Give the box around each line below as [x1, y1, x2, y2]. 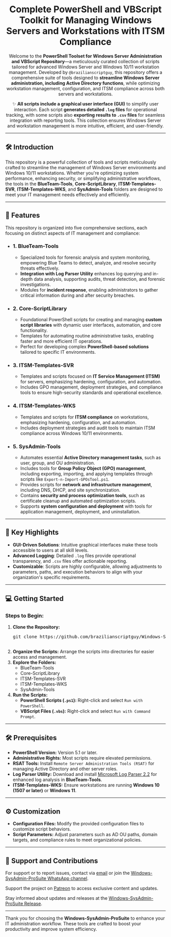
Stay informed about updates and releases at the [5, 895, 108, 901]
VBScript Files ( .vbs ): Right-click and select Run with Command [20, 708, 151, 714]
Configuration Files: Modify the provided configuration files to [12, 821, 144, 827]
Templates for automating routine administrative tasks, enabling [20, 333, 154, 339]
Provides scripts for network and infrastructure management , [20, 482, 153, 488]
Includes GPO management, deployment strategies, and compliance [20, 384, 163, 391]
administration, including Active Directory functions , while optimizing [11, 80, 160, 86]
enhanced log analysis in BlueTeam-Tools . [12, 776, 102, 783]
